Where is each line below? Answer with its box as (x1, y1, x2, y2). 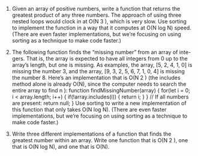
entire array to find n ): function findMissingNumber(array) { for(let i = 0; (11, 87, 191, 94)
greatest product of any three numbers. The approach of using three (11, 11, 182, 19)
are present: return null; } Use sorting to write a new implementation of (11, 100, 187, 107)
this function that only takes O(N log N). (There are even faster (11, 106, 167, 113)
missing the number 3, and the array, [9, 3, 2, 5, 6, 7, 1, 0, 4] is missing (11, 68, 185, 74)
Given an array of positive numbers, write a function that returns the (11, 5, 181, 12)
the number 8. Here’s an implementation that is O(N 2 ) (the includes (11, 74, 181, 81)
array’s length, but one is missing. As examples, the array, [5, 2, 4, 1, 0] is (11, 61, 193, 68)
